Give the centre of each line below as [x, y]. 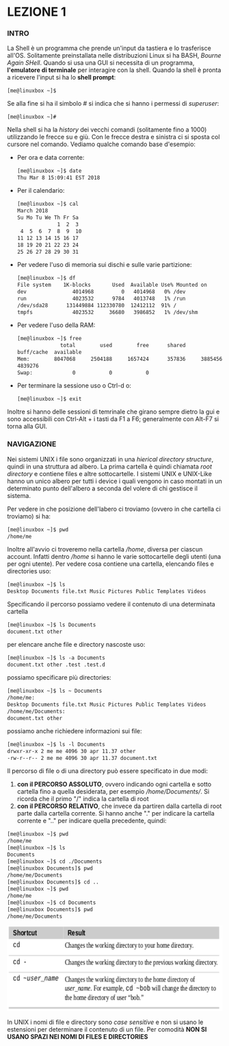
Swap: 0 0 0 [83, 373]
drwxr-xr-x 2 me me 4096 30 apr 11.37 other [71, 751]
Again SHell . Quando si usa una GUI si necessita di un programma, [101, 63]
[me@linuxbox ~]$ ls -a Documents [56, 658]
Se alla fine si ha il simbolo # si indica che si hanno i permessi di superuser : [113, 104]
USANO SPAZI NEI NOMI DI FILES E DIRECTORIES [78, 1036]
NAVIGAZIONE [32, 444]
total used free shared [123, 346]
